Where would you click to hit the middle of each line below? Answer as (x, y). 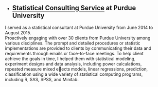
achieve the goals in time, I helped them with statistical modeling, (70, 59)
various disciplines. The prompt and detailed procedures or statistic (73, 43)
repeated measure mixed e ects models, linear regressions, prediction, (77, 69)
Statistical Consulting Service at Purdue (74, 8)
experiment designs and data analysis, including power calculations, (73, 64)
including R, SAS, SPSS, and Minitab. (42, 79)
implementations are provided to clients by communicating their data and (78, 48)
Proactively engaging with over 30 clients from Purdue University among (78, 38)
